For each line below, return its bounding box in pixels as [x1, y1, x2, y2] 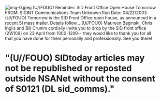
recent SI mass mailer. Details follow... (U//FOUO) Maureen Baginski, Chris [5, 20, 153, 26]
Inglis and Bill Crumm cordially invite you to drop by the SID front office [5, 25, 146, 31]
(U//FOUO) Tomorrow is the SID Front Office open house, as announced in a [5, 15, 157, 20]
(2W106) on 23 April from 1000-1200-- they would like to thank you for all [5, 31, 151, 36]
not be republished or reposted [5, 63, 132, 74]
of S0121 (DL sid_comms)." [5, 83, 115, 95]
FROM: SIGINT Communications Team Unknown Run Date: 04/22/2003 [5, 10, 147, 16]
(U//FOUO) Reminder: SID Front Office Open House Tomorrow [32, 5, 156, 10]
